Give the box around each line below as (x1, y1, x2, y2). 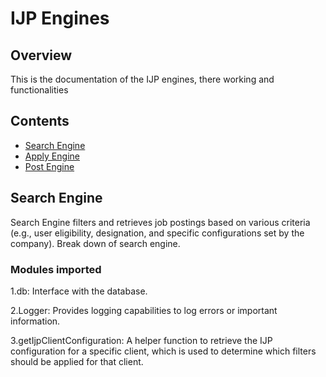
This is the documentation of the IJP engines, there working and (10, 73, 275, 85)
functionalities (10, 84, 69, 96)
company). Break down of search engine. (10, 237, 181, 249)
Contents (10, 113, 70, 130)
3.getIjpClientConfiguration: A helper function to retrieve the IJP (10, 334, 273, 346)
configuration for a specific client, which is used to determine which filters (10, 345, 317, 357)
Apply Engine (24, 150, 80, 162)
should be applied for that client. (10, 355, 144, 367)
